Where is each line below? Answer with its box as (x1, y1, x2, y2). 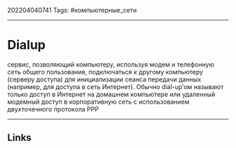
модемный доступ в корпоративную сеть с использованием (7, 97, 190, 106)
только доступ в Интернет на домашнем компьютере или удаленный (7, 90, 216, 98)
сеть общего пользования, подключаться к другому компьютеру (7, 67, 204, 76)
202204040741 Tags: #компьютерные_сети (7, 6, 137, 14)
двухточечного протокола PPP (7, 105, 100, 113)
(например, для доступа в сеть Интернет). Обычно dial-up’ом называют (7, 82, 224, 90)
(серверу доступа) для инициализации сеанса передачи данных (7, 75, 202, 83)
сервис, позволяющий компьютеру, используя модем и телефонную (7, 60, 215, 69)
